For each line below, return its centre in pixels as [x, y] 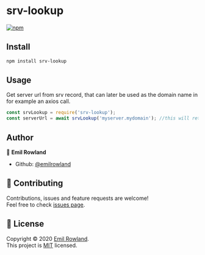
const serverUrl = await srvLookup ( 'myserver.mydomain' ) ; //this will [98, 118]
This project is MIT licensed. [42, 245]
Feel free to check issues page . [46, 204]
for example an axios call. [38, 101]
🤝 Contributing [35, 184]
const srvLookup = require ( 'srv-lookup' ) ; [61, 113]
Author [20, 138]
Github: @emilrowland [43, 164]
